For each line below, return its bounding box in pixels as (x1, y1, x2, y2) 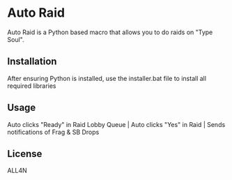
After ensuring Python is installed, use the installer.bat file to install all (7, 74, 207, 82)
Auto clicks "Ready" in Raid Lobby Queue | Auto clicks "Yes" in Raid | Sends (7, 120, 226, 128)
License (7, 148, 42, 160)
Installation (7, 56, 57, 68)
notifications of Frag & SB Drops (7, 128, 100, 136)
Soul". (7, 35, 24, 43)
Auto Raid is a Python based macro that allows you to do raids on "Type (7, 28, 213, 36)
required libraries (7, 82, 56, 90)
